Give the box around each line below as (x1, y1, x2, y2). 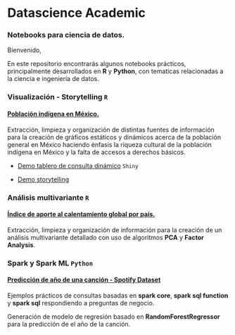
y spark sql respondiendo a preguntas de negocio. (7, 298, 155, 307)
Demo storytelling (17, 175, 70, 184)
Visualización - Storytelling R (7, 92, 108, 102)
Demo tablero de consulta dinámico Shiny (17, 161, 139, 170)
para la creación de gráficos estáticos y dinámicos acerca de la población (7, 132, 222, 141)
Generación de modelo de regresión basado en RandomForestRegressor (7, 312, 220, 321)
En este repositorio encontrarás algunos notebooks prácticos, (7, 60, 186, 68)
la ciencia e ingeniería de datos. (7, 75, 100, 83)
